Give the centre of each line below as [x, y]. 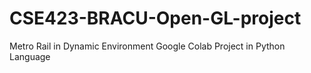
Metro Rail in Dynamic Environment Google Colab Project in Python [147, 46]
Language [30, 56]
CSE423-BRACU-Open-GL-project [155, 18]
